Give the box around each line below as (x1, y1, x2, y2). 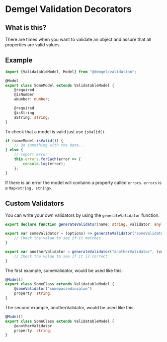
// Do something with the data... (14, 143, 85, 148)
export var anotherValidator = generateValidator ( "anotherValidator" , (5, 249, 155, 254)
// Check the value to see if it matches (14, 236, 101, 241)
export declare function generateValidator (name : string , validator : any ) (5, 222, 164, 227)
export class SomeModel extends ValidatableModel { (5, 83, 114, 88)
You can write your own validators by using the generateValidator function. (5, 212, 160, 218)
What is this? (5, 23, 47, 32)
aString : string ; (14, 115, 50, 120)
